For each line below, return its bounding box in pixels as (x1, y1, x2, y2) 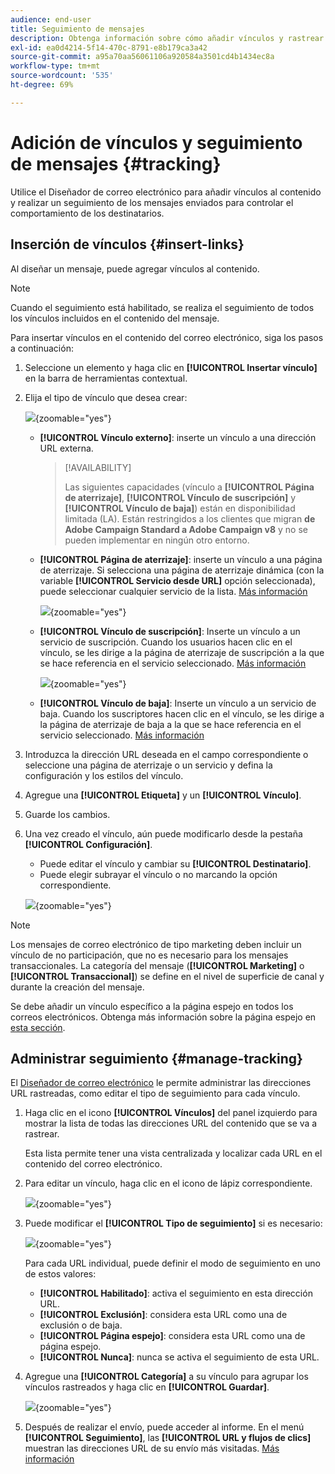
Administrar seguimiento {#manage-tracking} (10, 1050, 303, 1067)
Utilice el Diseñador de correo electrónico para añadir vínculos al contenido (10, 186, 322, 198)
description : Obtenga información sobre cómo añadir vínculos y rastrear (10, 33, 325, 43)
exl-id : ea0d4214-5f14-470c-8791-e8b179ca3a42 (10, 42, 208, 53)
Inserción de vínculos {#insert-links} (10, 236, 245, 253)
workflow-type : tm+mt (10, 61, 101, 71)
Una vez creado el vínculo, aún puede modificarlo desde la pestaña (24, 827, 303, 840)
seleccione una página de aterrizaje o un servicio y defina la (24, 759, 273, 771)
